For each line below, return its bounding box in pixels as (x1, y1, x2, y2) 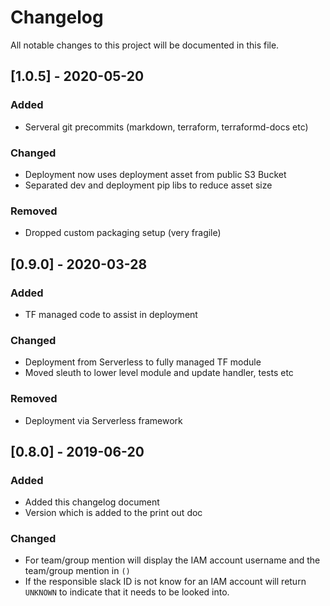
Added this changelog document (24, 496, 160, 508)
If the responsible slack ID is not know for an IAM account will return (24, 576, 307, 588)
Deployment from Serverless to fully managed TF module (24, 356, 262, 368)
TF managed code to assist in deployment (24, 308, 198, 320)
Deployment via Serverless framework (24, 414, 183, 426)
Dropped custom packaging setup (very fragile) (24, 227, 222, 239)
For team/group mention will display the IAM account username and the (24, 554, 321, 566)
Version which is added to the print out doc (24, 507, 203, 519)
